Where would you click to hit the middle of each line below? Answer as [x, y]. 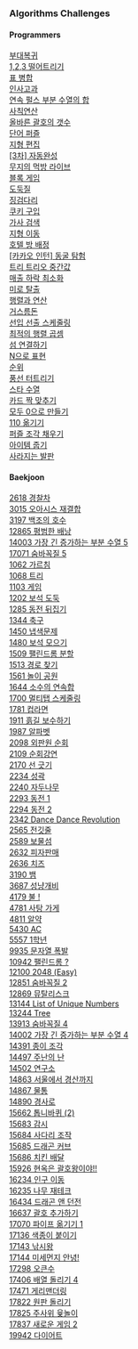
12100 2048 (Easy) [43, 972]
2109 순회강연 [34, 754]
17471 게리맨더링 [38, 1291]
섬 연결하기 [28, 345]
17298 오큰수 [32, 1269]
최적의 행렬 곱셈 [37, 334]
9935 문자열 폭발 [39, 951]
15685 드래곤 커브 [40, 1146]
